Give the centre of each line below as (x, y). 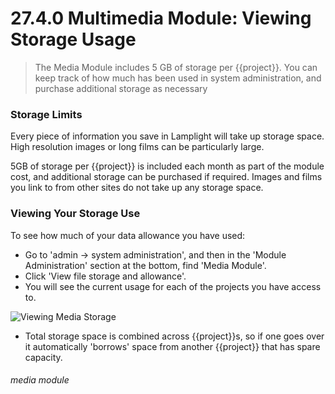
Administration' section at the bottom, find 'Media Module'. (145, 265)
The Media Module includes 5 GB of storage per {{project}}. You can (176, 67)
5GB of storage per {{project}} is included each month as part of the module (167, 166)
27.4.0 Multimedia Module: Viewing (161, 18)
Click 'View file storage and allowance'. (105, 276)
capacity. (43, 357)
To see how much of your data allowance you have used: (128, 235)
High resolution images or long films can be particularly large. (137, 147)
